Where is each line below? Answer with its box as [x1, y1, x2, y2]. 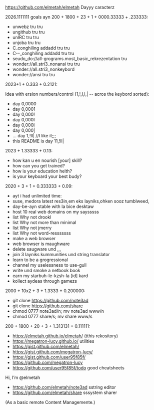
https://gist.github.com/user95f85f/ [12, 354, 86, 360]
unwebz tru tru [12, 24, 43, 30]
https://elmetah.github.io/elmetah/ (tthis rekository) [12, 333, 118, 339]
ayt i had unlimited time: [12, 193, 62, 198]
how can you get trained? [12, 163, 65, 168]
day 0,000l [12, 122, 35, 128]
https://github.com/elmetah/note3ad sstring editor [12, 384, 116, 390]
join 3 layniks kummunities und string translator [12, 252, 110, 257]
